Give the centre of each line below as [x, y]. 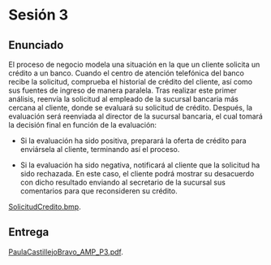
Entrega [29, 232]
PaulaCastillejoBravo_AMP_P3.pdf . [66, 252]
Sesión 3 [39, 15]
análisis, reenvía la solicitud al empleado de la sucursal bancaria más [124, 99]
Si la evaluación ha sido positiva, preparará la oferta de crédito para [133, 141]
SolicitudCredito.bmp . [45, 206]
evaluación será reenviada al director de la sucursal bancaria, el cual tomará [136, 116]
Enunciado [36, 45]
